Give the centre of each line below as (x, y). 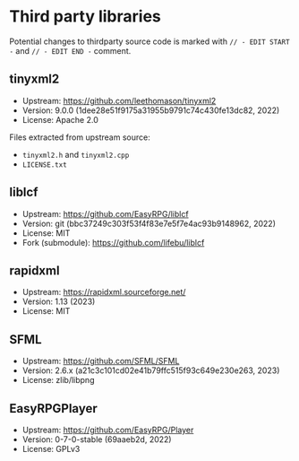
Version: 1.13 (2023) (59, 301)
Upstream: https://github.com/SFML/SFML (101, 361)
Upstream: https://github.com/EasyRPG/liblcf (106, 213)
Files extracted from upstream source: (80, 137)
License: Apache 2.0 (60, 119)
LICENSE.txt (44, 165)
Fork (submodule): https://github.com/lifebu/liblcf (113, 242)
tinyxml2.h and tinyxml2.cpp (76, 154)
